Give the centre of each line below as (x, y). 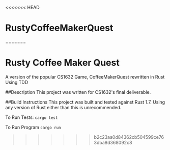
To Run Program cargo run (33, 127)
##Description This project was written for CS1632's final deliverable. (78, 92)
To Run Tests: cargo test (32, 117)
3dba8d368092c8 (113, 142)
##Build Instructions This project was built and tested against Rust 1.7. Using (85, 102)
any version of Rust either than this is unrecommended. (63, 107)
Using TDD (17, 82)
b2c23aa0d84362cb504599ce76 (129, 137)
